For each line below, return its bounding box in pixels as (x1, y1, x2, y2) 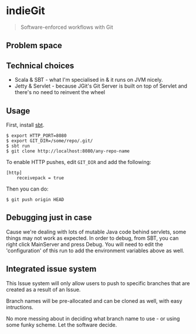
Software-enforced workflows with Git (20, 24, 113, 31)
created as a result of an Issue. (6, 286, 81, 293)
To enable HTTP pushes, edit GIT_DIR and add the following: (6, 158, 151, 165)
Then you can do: (6, 185, 49, 192)
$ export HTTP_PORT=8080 (6, 132, 67, 139)
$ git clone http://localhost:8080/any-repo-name (6, 148, 130, 154)
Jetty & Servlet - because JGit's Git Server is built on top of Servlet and (14, 82, 188, 89)
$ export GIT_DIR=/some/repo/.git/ (6, 138, 93, 143)
